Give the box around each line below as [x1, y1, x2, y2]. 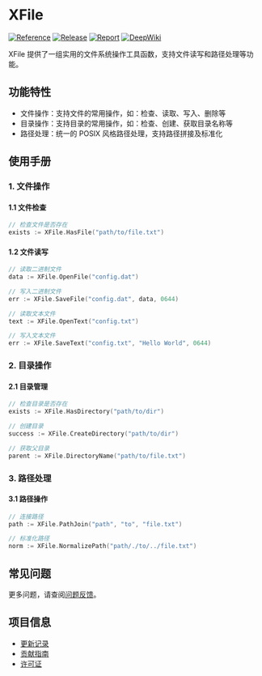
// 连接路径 [8, 512, 44, 521]
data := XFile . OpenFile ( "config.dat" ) [8, 273, 139, 281]
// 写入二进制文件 [8, 287, 62, 295]
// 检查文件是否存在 [8, 221, 68, 229]
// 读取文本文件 [8, 309, 56, 317]
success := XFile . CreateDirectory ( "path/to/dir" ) [8, 429, 180, 438]
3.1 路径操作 [8, 494, 49, 504]
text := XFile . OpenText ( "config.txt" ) [8, 317, 139, 325]
